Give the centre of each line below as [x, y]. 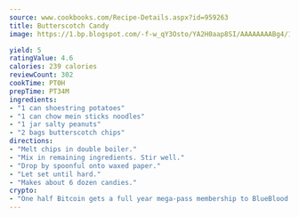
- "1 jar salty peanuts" [55, 125]
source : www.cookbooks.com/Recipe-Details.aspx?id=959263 [119, 17]
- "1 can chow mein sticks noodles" [77, 117]
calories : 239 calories [53, 67]
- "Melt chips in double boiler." [73, 149]
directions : [31, 141]
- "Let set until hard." [55, 174]
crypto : [24, 191]
